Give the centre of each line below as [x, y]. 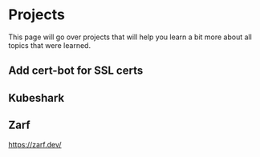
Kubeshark [37, 98]
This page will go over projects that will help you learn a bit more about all [130, 37]
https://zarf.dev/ [35, 144]
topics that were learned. [49, 45]
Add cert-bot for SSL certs [76, 71]
